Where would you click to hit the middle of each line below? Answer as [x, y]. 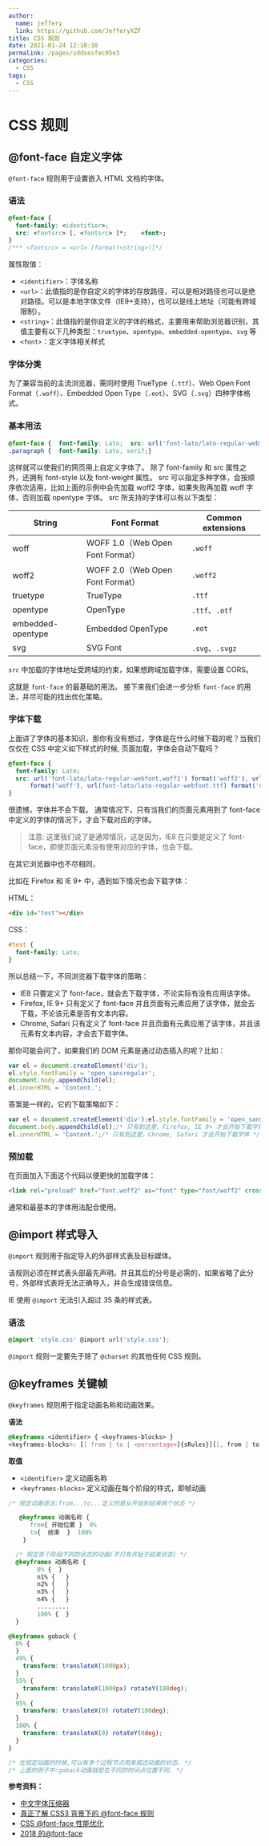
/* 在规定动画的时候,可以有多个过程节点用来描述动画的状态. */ [100, 1762]
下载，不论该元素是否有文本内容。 [76, 1013]
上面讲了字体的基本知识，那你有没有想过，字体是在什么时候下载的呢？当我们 [134, 738]
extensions [225, 528]
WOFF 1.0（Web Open [129, 543]
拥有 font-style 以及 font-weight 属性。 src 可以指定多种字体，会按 [139, 477]
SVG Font [104, 647]
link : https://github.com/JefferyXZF [78, 31]
